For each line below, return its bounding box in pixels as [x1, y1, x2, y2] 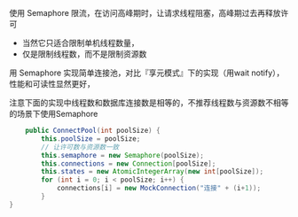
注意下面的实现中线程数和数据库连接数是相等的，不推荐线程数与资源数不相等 [9, 97, 289, 108]
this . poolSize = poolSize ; [41, 134, 141, 143]
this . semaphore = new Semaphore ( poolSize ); [41, 151, 204, 159]
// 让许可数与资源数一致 [41, 143, 120, 151]
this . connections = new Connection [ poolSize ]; [41, 159, 216, 168]
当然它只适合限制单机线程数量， [21, 38, 139, 48]
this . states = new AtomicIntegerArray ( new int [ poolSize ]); [41, 167, 264, 176]
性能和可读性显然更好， [9, 79, 95, 89]
